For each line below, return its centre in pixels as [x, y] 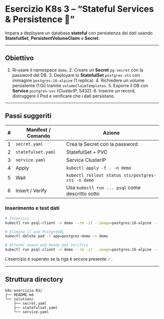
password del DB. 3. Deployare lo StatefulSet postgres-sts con [76, 75]
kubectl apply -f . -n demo [99, 168]
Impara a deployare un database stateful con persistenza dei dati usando [79, 33]
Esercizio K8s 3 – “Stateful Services [80, 9]
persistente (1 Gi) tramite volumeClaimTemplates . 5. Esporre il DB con [80, 85]
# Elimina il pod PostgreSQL [35, 232]
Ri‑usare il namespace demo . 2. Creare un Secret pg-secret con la [78, 70]
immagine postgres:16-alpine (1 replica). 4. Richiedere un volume [78, 80]
